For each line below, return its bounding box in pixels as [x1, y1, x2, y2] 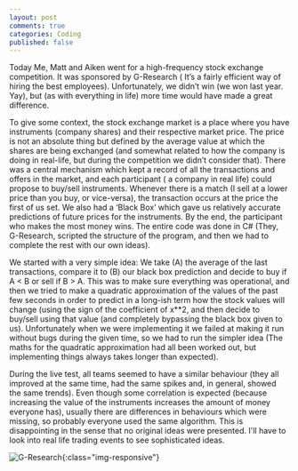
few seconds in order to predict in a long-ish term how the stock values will [9, 295, 286, 306]
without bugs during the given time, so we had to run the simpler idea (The [9, 332, 283, 343]
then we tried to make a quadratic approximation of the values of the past [9, 285, 278, 296]
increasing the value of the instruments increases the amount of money [9, 397, 271, 408]
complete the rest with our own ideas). [9, 240, 151, 251]
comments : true [9, 21, 66, 30]
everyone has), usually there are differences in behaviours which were [9, 406, 267, 418]
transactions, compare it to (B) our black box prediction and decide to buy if [9, 267, 287, 277]
